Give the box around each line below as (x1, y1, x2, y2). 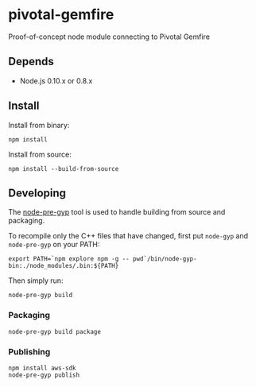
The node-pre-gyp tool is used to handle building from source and (8, 207, 226, 217)
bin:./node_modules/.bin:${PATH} (8, 262, 119, 270)
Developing (8, 186, 66, 199)
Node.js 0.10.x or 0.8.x (19, 75, 93, 85)
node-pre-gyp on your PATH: (8, 240, 100, 250)
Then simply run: (8, 276, 64, 285)
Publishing (8, 346, 51, 357)
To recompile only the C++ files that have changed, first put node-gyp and (8, 231, 249, 241)
